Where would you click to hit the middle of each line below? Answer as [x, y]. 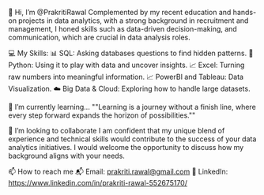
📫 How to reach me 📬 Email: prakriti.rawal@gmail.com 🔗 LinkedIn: [118, 171]
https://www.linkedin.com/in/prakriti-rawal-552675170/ [98, 183]
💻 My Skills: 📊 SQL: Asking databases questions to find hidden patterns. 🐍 [131, 53]
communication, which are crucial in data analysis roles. [100, 37]
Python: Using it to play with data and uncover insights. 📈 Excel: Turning [126, 65]
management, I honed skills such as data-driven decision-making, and [123, 29]
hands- [245, 12]
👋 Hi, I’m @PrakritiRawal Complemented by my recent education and [120, 12]
